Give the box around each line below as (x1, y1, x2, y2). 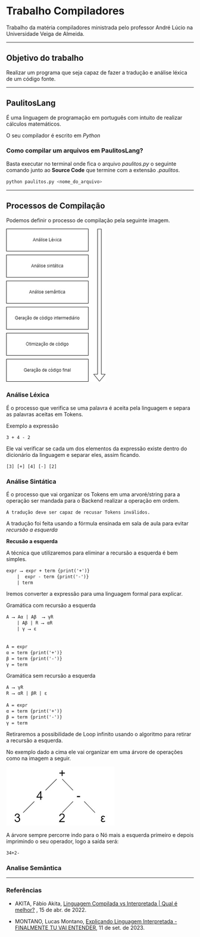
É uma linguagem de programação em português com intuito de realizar (6, 114, 183, 121)
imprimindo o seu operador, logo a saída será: (6, 838, 119, 845)
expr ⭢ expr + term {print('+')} (6, 568, 90, 574)
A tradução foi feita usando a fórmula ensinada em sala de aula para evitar (6, 520, 189, 527)
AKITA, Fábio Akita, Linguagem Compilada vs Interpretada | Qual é (14, 899, 178, 907)
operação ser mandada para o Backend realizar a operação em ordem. (6, 497, 180, 505)
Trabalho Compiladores (6, 4, 125, 18)
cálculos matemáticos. (6, 120, 61, 127)
